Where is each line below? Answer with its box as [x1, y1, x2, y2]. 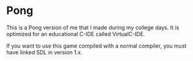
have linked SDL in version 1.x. [6, 48, 83, 56]
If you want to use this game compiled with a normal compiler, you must [6, 42, 187, 49]
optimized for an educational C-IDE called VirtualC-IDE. [6, 30, 146, 37]
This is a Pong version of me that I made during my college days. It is [6, 24, 180, 31]
